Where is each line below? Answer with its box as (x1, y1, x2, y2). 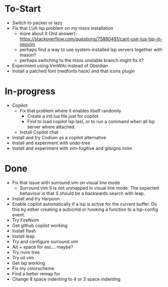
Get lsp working (12, 260, 45, 266)
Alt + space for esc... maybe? (12, 244, 74, 250)
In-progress (5, 86, 56, 97)
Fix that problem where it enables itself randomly (19, 107, 122, 113)
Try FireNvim (12, 217, 39, 223)
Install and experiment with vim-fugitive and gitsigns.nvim (12, 145, 132, 151)
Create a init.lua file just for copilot (27, 113, 99, 119)
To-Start (5, 3, 41, 15)
